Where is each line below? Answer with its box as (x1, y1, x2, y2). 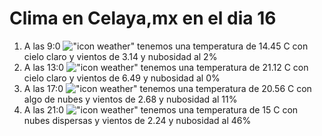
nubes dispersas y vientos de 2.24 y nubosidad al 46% (23, 114, 252, 126)
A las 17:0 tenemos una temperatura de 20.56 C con (23, 82, 312, 94)
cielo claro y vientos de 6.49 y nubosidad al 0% (23, 72, 221, 84)
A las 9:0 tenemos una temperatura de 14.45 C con (23, 40, 309, 52)
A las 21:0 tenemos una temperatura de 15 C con (23, 103, 299, 116)
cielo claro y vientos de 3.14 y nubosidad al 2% (23, 50, 218, 62)
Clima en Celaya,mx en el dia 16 (9, 7, 277, 30)
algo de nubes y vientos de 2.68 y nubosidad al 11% (23, 93, 238, 105)
